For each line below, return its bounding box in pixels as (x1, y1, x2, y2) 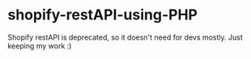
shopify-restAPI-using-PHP (7, 6, 198, 24)
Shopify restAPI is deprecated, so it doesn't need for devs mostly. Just (7, 32, 244, 42)
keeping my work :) (7, 40, 72, 50)
